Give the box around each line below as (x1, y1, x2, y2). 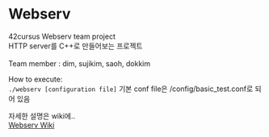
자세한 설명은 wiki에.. (8, 110, 76, 121)
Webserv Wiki (8, 120, 55, 130)
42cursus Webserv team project (8, 31, 116, 41)
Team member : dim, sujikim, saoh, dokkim (8, 58, 151, 68)
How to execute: (8, 74, 63, 84)
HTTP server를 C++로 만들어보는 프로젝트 (8, 41, 143, 51)
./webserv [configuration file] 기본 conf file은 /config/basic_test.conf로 (8, 84, 254, 93)
